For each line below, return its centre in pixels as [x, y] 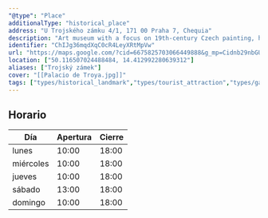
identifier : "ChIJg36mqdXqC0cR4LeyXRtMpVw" [82, 46]
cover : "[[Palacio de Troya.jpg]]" [67, 75]
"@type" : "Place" [37, 16]
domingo [29, 203]
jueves [25, 176]
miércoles [31, 164]
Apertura [75, 137]
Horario [28, 115]
